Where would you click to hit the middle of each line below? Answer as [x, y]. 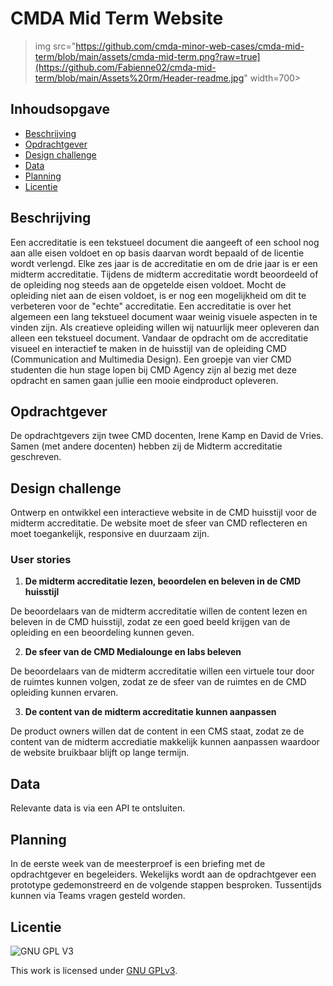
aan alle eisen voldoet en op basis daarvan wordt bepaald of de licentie [157, 253]
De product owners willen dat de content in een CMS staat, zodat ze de [157, 731]
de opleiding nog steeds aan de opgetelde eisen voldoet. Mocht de [148, 284]
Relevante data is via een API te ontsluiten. [98, 808]
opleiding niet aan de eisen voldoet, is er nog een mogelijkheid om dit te [158, 295]
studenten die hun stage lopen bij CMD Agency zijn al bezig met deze [153, 369]
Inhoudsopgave [60, 109]
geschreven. [36, 457]
